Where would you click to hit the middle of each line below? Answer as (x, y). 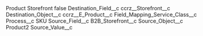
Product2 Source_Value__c (39, 27)
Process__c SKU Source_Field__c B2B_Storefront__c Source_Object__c (94, 21)
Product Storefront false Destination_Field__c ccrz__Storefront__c (88, 8)
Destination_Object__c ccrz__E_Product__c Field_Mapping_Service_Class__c (101, 14)
